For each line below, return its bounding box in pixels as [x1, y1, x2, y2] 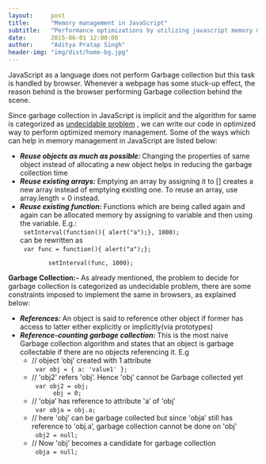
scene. [8, 96, 31, 105]
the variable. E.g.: [19, 219, 78, 228]
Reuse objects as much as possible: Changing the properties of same [19, 151, 250, 161]
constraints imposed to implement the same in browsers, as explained [8, 290, 237, 299]
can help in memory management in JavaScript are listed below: [8, 136, 218, 145]
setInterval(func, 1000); [48, 259, 134, 267]
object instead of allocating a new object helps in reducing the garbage [19, 160, 253, 169]
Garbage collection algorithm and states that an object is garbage [19, 339, 234, 348]
